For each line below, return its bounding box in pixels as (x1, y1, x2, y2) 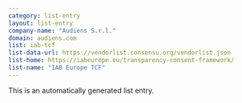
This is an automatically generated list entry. (8, 85, 155, 95)
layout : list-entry (8, 19, 74, 27)
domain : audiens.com (8, 34, 78, 42)
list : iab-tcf (8, 42, 56, 50)
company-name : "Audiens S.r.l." (8, 26, 116, 34)
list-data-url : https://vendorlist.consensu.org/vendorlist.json (8, 49, 231, 57)
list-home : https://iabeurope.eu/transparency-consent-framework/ (8, 57, 235, 65)
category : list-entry (8, 11, 81, 20)
